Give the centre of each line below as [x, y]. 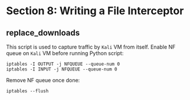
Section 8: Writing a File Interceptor [95, 11]
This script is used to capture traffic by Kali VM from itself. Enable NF [91, 47]
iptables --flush [27, 91]
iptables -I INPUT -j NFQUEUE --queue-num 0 [62, 69]
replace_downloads [43, 33]
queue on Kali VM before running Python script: [65, 53]
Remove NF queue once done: [43, 80]
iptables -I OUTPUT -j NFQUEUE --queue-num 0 [63, 64]
